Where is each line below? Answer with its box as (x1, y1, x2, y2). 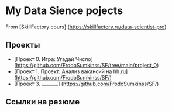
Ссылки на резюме (5, 97, 80, 107)
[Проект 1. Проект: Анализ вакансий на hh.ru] (13, 68, 128, 75)
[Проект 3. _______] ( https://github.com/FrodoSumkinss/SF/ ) (13, 80, 159, 87)
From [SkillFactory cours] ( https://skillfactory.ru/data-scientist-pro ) (5, 23, 167, 30)
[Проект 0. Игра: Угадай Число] (13, 55, 93, 62)
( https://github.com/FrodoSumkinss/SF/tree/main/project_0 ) (13, 62, 159, 68)
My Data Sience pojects (5, 4, 123, 17)
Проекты (5, 40, 40, 50)
